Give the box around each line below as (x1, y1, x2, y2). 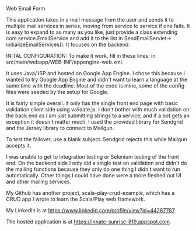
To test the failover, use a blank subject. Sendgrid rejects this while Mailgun (6, 136, 188, 142)
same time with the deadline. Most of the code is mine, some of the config (6, 82, 185, 89)
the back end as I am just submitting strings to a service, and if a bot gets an (6, 112, 190, 119)
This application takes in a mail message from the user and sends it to (6, 16, 174, 23)
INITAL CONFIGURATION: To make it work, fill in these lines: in (6, 52, 156, 59)
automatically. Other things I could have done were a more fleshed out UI (6, 172, 182, 178)
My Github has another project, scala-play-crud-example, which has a (6, 190, 175, 196)
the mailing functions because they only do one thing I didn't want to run (6, 166, 181, 173)
